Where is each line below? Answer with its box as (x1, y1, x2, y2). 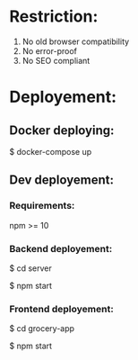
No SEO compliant (22, 55, 91, 66)
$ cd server (9, 263, 52, 274)
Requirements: (9, 200, 75, 212)
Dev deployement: (9, 173, 115, 188)
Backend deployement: (9, 242, 113, 255)
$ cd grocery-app (9, 323, 74, 334)
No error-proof (22, 45, 78, 56)
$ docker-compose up (9, 146, 92, 157)
